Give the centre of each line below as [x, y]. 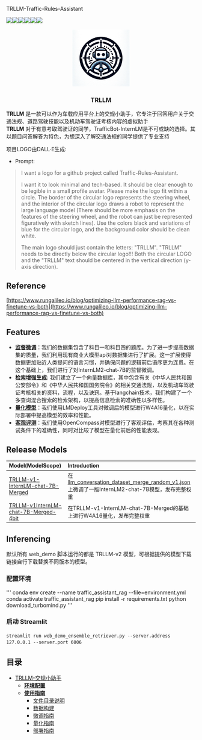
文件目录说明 [49, 700]
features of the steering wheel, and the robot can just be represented [106, 217]
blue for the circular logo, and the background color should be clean [106, 230]
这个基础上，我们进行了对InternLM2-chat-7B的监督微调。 [86, 370]
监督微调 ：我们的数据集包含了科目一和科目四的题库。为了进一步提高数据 [104, 347]
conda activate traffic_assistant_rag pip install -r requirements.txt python [96, 598]
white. [29, 236]
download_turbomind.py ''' [39, 605]
